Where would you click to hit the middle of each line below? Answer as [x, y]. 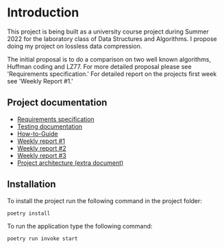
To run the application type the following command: [80, 226]
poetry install [29, 213]
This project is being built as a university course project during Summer [108, 31]
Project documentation [57, 103]
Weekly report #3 [41, 155]
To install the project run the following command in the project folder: [104, 200]
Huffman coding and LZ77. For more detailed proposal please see [99, 66]
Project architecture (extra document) [70, 163]
